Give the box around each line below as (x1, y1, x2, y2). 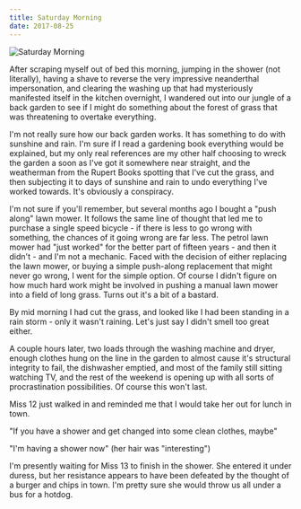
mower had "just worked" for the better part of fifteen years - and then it (9, 241, 277, 252)
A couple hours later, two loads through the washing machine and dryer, (9, 343, 276, 354)
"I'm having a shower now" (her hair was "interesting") (9, 443, 211, 453)
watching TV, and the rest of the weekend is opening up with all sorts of (9, 372, 275, 382)
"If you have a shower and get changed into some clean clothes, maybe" (9, 426, 278, 436)
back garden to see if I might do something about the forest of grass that (9, 101, 278, 112)
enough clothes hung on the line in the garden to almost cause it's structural (9, 352, 291, 364)
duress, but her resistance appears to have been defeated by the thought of (9, 470, 289, 480)
